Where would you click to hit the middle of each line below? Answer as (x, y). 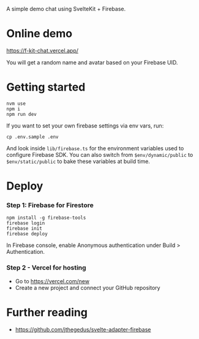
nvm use (16, 104)
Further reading (47, 312)
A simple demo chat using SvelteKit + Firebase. (66, 9)
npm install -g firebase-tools (46, 218)
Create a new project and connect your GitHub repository (88, 288)
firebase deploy (27, 234)
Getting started (46, 87)
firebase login (26, 223)
